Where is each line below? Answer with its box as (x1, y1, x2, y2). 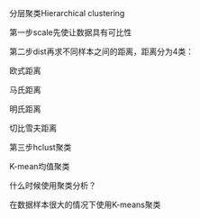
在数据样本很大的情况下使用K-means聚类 (9, 199, 161, 210)
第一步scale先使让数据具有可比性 (9, 27, 132, 38)
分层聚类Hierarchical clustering (9, 8, 125, 18)
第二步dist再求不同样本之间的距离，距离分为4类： (9, 46, 194, 57)
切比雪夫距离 (9, 123, 57, 133)
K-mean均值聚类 (9, 161, 70, 171)
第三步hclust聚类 (9, 142, 72, 152)
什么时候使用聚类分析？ (9, 180, 96, 191)
